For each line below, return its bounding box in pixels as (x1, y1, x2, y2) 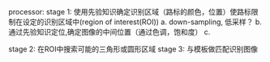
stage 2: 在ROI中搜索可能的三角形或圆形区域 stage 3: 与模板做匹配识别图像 (8, 44, 258, 54)
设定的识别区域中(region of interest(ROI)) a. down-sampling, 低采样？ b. (22, 17, 262, 27)
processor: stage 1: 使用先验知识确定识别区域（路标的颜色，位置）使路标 (8, 7, 251, 16)
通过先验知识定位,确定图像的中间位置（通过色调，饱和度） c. (8, 27, 211, 36)
